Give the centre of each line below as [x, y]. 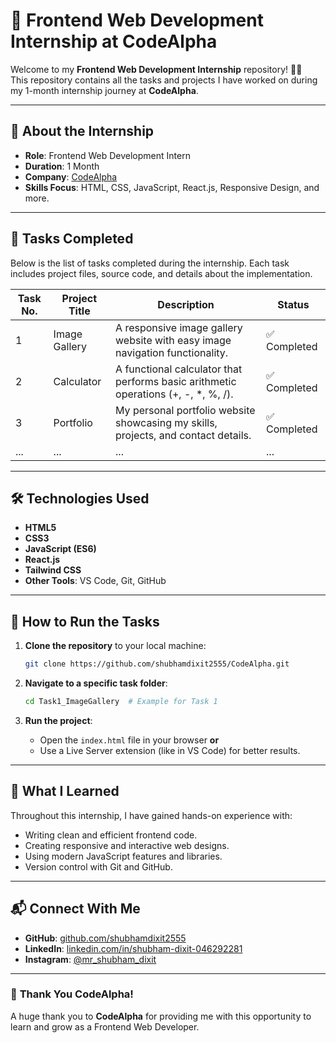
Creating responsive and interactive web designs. [127, 845]
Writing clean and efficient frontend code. [111, 835]
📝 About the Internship [82, 131]
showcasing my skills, [166, 422]
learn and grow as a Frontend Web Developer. [105, 1026]
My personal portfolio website [185, 410]
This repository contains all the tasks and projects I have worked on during [164, 80]
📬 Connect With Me [75, 909]
